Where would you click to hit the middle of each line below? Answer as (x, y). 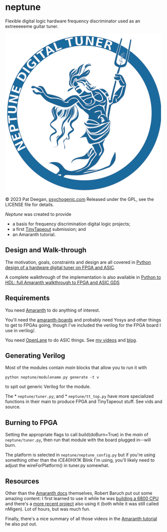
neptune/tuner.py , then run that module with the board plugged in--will (78, 440)
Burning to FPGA (31, 423)
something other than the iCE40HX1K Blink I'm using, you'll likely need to (80, 460)
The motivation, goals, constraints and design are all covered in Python (78, 262)
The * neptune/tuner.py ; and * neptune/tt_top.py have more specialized (80, 396)
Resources (22, 481)
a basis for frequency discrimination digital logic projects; (71, 224)
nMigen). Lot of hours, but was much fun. (48, 509)
